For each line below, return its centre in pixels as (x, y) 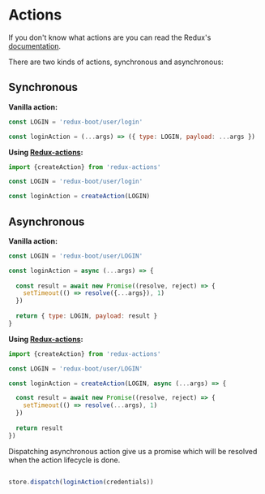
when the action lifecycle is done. (64, 460)
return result (39, 428)
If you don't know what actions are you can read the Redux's (110, 37)
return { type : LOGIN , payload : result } (87, 316)
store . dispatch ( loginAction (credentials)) (81, 482)
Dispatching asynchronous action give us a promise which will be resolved (133, 451)
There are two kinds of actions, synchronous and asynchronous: (116, 62)
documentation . (35, 45)
